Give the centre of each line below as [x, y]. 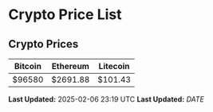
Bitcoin [28, 66]
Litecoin [114, 66]
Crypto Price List [65, 15]
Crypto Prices [43, 44]
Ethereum [71, 66]
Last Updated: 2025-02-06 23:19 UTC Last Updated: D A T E [106, 99]
